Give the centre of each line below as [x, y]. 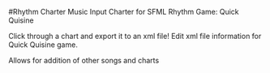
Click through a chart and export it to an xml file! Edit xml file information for [135, 36]
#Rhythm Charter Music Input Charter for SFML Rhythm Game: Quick [124, 12]
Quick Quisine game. [43, 45]
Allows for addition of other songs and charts [84, 60]
